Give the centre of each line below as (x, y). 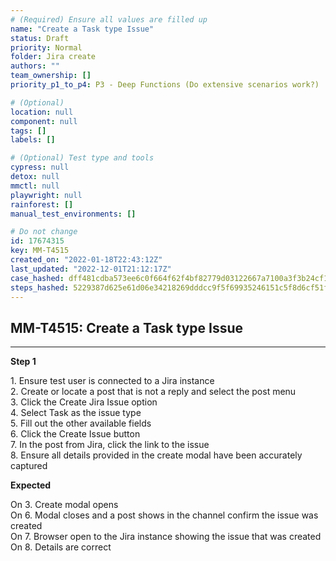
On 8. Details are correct (61, 547)
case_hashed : (37, 278)
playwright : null (46, 195)
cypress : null (40, 167)
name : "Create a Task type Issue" (82, 29)
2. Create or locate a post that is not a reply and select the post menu (153, 392)
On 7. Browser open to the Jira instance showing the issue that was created (166, 537)
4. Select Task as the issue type (76, 413)
